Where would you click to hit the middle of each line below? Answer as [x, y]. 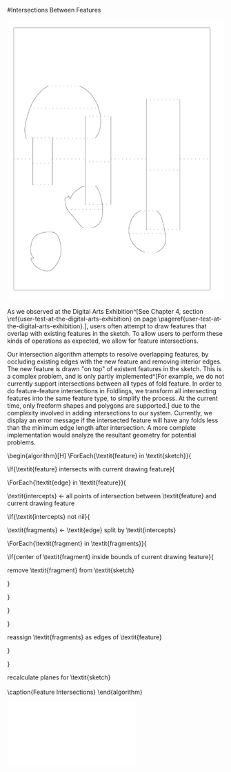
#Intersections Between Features [54, 10]
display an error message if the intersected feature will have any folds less [113, 420]
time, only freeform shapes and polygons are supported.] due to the [104, 406]
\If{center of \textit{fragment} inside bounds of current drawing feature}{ [111, 557]
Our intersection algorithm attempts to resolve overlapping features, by [108, 355]
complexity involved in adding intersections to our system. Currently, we [110, 413]
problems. [21, 442]
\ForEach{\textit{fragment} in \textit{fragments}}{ [77, 544]
